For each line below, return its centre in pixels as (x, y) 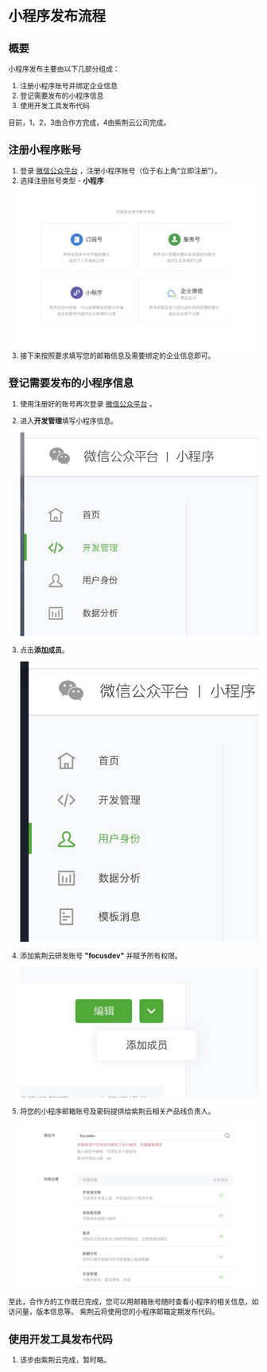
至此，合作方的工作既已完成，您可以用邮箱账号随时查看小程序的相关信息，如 (133, 1302)
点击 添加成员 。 (44, 650)
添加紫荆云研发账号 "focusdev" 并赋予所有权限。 (101, 955)
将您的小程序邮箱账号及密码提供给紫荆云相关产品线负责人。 (117, 1111)
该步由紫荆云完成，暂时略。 (65, 1360)
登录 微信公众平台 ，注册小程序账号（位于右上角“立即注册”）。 (121, 170)
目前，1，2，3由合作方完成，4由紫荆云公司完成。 (89, 122)
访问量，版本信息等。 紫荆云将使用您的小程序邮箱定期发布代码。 (114, 1312)
